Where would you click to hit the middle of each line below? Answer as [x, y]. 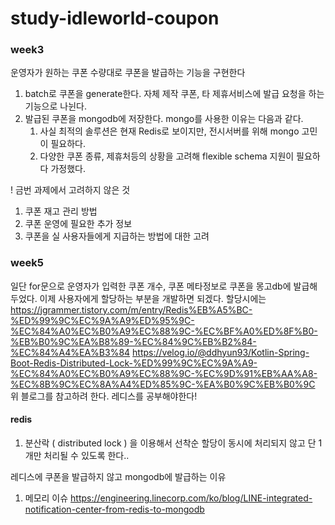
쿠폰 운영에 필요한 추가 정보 [78, 224]
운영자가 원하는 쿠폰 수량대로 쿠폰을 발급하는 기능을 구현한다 [128, 73]
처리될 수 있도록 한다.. [86, 455]
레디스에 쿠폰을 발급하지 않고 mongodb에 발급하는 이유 [118, 476]
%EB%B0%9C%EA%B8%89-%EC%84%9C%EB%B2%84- [133, 341]
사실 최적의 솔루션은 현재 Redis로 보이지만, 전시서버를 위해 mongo [169, 131]
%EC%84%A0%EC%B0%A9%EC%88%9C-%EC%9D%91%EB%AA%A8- [164, 373]
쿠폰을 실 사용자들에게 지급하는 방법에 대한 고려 [117, 236]
